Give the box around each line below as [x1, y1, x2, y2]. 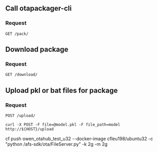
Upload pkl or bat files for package [5, 86, 118, 94]
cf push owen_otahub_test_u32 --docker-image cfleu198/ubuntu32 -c [5, 136, 153, 142]
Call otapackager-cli [5, 4, 72, 13]
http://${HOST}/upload [5, 127, 54, 132]
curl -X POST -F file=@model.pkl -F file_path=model [5, 122, 121, 127]
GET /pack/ [5, 31, 29, 36]
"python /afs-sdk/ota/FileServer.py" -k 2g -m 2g [5, 141, 108, 147]
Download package [5, 45, 69, 54]
